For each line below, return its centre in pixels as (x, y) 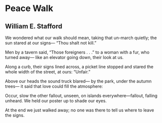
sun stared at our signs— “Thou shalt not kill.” (51, 43)
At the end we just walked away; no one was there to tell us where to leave (80, 110)
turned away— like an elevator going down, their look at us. (64, 57)
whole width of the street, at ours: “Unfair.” (48, 72)
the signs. (15, 115)
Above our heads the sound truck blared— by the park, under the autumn (78, 81)
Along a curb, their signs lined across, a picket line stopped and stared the (79, 67)
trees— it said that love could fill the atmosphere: (54, 86)
